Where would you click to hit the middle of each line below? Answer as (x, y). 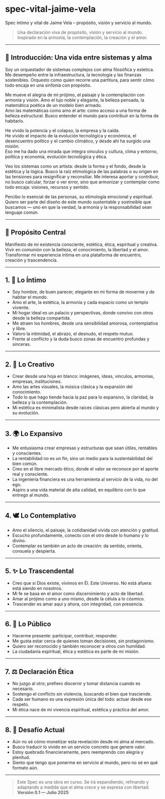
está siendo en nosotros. (37, 588)
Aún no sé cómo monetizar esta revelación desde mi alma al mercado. (83, 742)
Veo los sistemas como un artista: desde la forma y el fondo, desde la (75, 166)
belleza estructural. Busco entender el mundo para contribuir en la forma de (82, 116)
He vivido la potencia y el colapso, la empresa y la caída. (62, 130)
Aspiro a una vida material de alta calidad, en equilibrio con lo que (79, 490)
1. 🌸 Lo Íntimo (26, 280)
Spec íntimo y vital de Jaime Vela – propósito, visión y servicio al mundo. (79, 23)
